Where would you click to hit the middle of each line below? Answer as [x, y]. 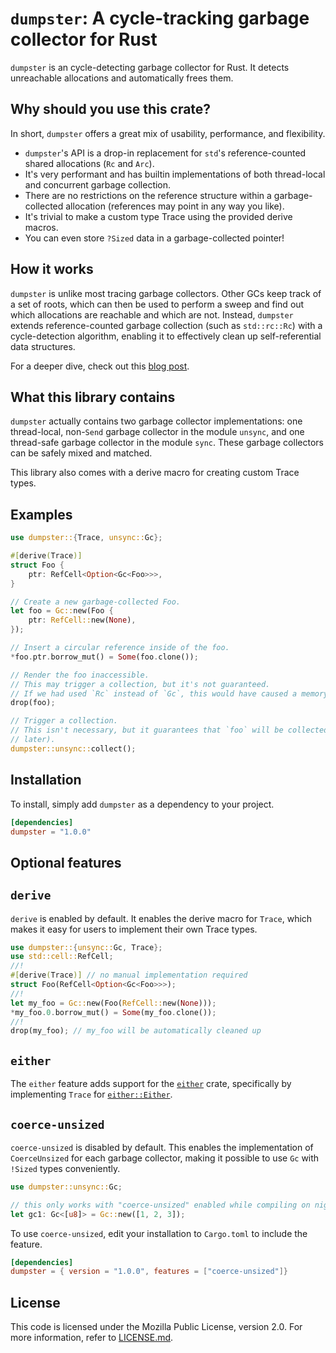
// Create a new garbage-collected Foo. [96, 602]
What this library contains [93, 397]
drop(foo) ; [33, 703]
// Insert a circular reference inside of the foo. [120, 648]
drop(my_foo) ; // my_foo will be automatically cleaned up [136, 1031]
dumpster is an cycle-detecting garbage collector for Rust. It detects [150, 67]
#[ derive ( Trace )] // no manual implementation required [129, 975]
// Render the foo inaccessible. [80, 675]
